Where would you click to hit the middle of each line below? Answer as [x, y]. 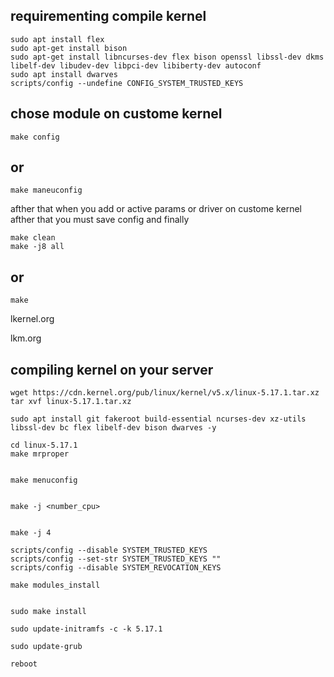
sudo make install [48, 612]
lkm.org [26, 338]
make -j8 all [37, 247]
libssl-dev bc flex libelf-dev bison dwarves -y [113, 428]
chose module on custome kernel [116, 114]
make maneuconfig [46, 190]
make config [35, 137]
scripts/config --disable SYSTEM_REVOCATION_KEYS [116, 568]
